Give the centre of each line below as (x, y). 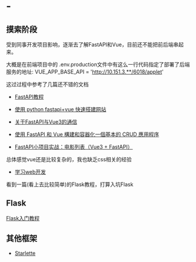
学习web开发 (30, 172)
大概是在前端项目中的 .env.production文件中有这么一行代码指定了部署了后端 (98, 64)
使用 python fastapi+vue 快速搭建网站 (60, 109)
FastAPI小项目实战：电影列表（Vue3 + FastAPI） (74, 147)
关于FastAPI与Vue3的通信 (46, 122)
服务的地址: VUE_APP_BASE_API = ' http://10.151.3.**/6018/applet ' (85, 72)
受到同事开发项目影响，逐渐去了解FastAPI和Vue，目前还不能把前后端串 (92, 44)
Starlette (25, 253)
